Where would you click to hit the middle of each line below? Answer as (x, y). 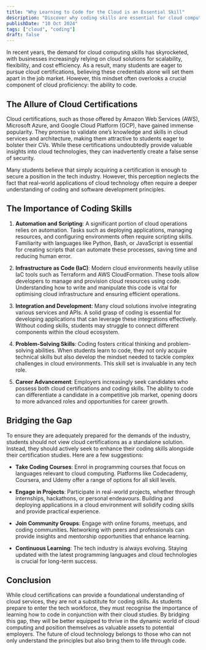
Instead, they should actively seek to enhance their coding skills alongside (100, 448)
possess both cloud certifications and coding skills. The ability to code (104, 388)
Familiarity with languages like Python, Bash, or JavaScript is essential (104, 243)
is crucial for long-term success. (56, 561)
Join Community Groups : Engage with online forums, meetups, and (101, 523)
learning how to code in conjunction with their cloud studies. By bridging (98, 614)
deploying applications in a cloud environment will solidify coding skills (105, 505)
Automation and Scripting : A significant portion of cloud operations (101, 223)
